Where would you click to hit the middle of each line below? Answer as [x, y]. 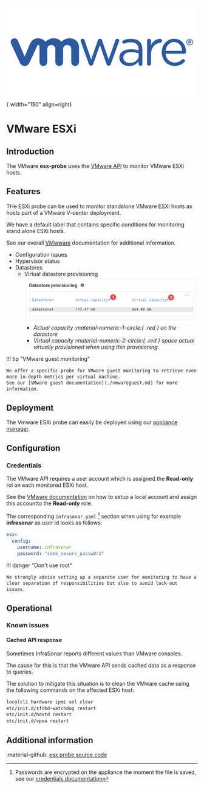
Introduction [30, 151]
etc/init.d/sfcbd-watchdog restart [51, 708]
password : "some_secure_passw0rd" [61, 554]
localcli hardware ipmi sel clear [50, 702]
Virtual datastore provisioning [61, 274]
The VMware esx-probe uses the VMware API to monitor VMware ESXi [95, 166]
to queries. [20, 672]
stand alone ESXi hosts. [36, 231]
